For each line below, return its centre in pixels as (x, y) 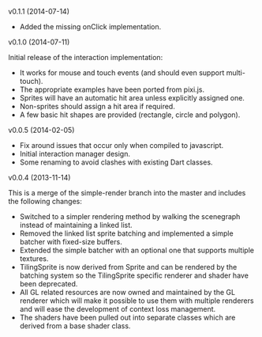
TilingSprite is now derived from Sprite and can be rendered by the (128, 267)
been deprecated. (49, 284)
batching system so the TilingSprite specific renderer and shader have (134, 275)
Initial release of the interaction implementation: (86, 57)
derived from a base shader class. (75, 326)
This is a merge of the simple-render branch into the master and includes (127, 193)
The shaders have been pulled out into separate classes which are (127, 317)
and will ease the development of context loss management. (118, 309)
